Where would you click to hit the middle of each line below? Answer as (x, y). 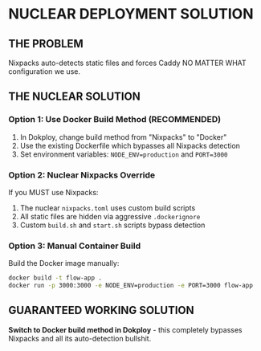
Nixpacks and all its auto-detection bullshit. (80, 338)
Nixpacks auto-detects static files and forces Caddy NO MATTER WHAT (127, 63)
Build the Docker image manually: (64, 263)
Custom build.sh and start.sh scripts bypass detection (112, 225)
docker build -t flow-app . (55, 278)
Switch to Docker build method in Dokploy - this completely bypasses (125, 329)
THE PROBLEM (46, 44)
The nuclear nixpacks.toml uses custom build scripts (108, 208)
